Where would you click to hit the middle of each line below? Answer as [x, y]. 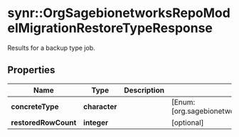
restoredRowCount [44, 122]
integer [96, 122]
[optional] [187, 122]
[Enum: [183, 102]
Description [144, 90]
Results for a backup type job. [51, 48]
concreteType [35, 106]
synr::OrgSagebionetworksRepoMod [119, 13]
